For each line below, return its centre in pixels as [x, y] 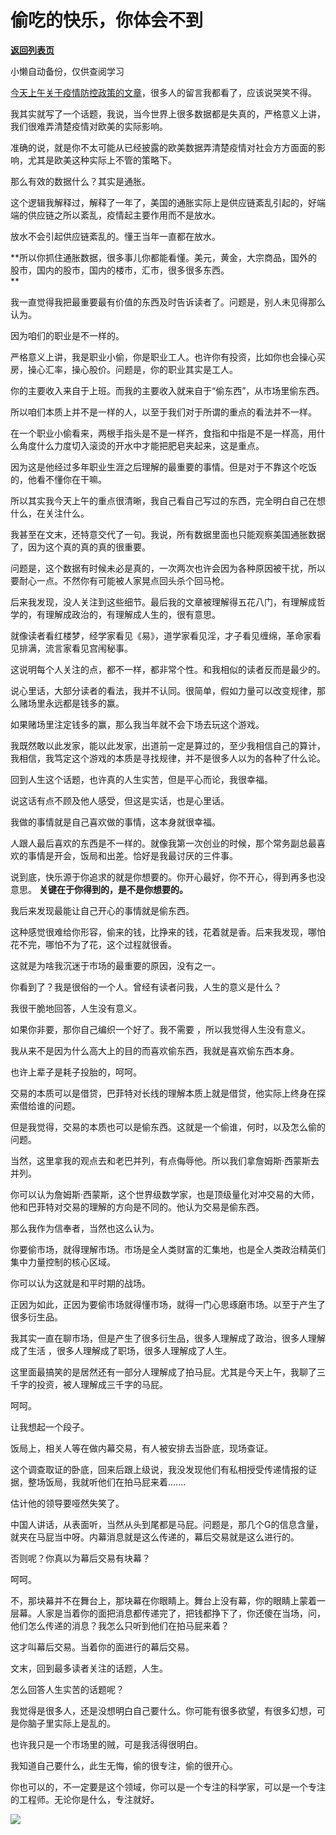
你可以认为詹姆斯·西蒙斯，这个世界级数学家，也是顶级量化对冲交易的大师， [165, 1194]
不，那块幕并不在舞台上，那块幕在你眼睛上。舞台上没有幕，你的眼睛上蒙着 [163, 1600]
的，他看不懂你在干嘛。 [58, 479]
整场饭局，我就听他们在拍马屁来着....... [107, 1482]
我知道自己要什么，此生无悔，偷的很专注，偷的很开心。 [124, 1765]
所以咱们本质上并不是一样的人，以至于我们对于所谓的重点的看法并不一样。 [163, 412]
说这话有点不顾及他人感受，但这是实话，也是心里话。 [120, 800]
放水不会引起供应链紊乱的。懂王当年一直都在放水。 [115, 236]
